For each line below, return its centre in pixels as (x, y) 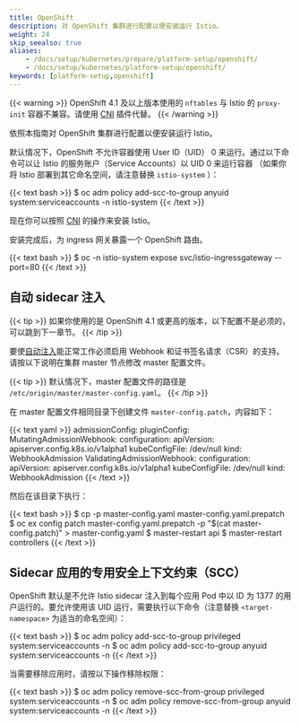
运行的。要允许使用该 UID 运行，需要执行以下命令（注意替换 (128, 607)
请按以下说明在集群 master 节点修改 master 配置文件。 (110, 362)
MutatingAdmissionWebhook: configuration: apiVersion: (112, 439)
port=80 (25, 266)
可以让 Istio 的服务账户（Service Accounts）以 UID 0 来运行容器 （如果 (148, 163)
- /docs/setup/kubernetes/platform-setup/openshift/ (126, 68)
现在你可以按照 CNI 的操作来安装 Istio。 (82, 220)
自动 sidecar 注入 (57, 297)
